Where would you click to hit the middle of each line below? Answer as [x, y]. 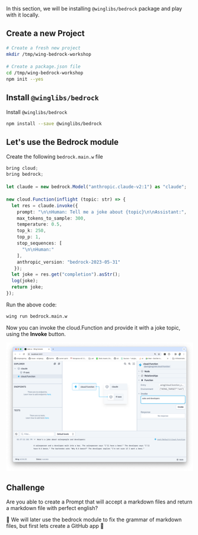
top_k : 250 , [31, 231]
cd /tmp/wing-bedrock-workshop [45, 73]
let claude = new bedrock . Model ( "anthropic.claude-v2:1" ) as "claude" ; [96, 187]
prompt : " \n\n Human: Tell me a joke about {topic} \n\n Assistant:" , [102, 212]
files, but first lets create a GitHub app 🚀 [55, 526]
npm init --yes [25, 80]
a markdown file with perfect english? [52, 508]
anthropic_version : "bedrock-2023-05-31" [68, 262]
